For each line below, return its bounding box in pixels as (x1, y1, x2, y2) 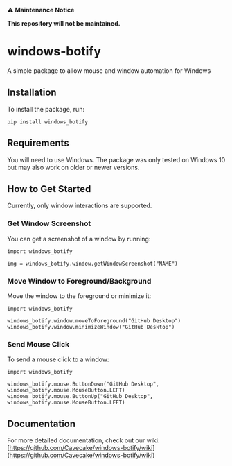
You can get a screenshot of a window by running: (7, 234, 151, 243)
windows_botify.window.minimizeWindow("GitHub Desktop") (7, 323, 175, 330)
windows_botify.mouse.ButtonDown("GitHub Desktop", (7, 381, 159, 388)
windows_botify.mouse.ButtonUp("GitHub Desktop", (7, 393, 154, 400)
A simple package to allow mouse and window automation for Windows (7, 66, 211, 75)
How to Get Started (7, 183, 91, 195)
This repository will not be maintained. (7, 19, 121, 27)
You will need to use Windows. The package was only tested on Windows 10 (7, 155, 226, 164)
